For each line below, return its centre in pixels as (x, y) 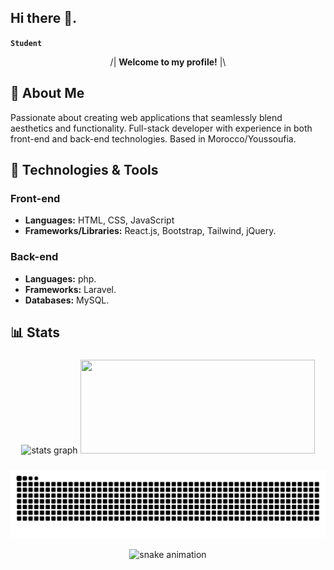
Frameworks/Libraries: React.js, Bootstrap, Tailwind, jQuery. (150, 231)
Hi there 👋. (43, 18)
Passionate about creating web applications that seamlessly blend (146, 117)
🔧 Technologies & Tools (84, 170)
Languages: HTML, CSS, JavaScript (99, 220)
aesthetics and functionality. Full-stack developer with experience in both (161, 128)
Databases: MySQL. (67, 300)
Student (26, 43)
